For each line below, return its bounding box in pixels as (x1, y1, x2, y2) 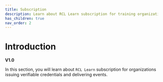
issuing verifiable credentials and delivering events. (5, 72, 108, 78)
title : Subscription (5, 7, 47, 12)
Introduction (5, 41, 56, 52)
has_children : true (5, 16, 45, 21)
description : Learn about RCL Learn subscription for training (5, 12, 136, 16)
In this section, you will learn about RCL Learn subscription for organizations (5, 67, 156, 72)
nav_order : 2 (5, 20, 32, 26)
